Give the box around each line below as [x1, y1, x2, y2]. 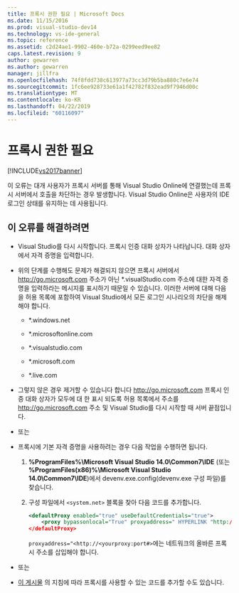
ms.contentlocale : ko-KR [7, 97, 81, 104]
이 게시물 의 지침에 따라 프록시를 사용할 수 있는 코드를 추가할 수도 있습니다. [17, 578, 225, 587]
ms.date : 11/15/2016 [7, 17, 69, 24]
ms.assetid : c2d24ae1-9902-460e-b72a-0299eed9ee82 [7, 43, 161, 50]
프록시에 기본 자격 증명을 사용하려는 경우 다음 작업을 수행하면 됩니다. [17, 442, 208, 451]
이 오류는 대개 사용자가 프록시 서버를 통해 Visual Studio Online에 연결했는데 [7, 181, 218, 189]
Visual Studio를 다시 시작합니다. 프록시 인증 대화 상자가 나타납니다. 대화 [17, 242, 218, 250]
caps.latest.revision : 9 [7, 50, 81, 58]
